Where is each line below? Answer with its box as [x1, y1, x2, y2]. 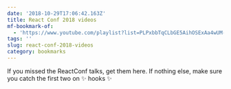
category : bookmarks [7, 49, 67, 55]
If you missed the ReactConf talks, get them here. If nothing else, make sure [7, 66, 222, 75]
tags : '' [7, 36, 32, 42]
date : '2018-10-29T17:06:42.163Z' [7, 10, 107, 17]
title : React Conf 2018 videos [7, 16, 97, 23]
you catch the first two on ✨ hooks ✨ [7, 74, 112, 82]
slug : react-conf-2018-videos [7, 42, 94, 49]
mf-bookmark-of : [7, 23, 54, 29]
